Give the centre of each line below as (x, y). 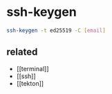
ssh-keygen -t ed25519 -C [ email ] (56, 30)
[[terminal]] (32, 68)
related (22, 52)
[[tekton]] (30, 83)
